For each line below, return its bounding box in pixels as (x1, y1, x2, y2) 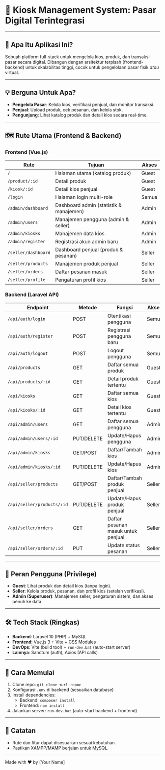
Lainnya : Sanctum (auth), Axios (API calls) (12, 650, 98, 656)
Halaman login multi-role (55, 194, 113, 201)
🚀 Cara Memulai (5, 668, 55, 677)
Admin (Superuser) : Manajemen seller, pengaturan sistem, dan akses (12, 593, 154, 599)
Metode (78, 304, 97, 311)
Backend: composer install (19, 697, 75, 703)
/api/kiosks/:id (7, 407, 46, 413)
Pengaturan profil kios (55, 276, 107, 283)
